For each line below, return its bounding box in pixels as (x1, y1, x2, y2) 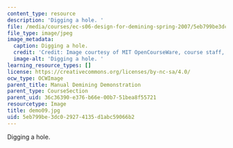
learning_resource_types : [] (7, 62, 92, 69)
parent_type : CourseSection (7, 88, 89, 94)
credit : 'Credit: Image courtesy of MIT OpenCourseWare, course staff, (13, 49, 225, 56)
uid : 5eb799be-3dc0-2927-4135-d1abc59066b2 (7, 113, 135, 120)
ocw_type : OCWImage (7, 74, 64, 82)
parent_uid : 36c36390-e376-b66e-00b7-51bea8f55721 (7, 94, 157, 101)
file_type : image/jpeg (7, 29, 73, 37)
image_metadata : (7, 36, 54, 43)
